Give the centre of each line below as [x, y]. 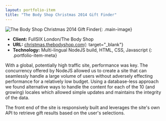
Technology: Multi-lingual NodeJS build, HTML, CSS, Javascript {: [82, 50]
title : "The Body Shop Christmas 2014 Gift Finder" [61, 15]
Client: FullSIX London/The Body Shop [53, 39]
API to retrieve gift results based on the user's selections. [65, 113]
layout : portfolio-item [30, 10]
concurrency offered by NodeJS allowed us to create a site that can [76, 70]
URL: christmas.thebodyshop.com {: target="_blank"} [68, 44]
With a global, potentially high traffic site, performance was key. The [77, 65]
